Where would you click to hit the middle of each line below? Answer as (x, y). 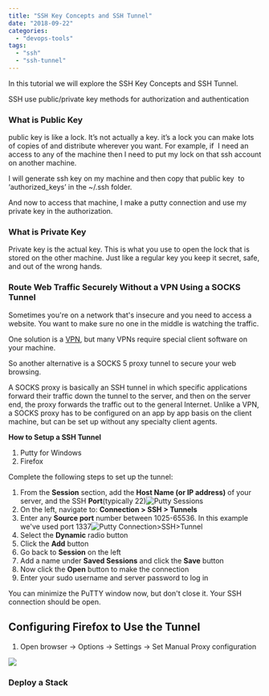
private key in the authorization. (61, 211)
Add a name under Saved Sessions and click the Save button (122, 560)
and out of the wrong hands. (55, 267)
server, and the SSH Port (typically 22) (83, 501)
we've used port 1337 (56, 526)
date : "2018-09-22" (41, 23)
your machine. (32, 347)
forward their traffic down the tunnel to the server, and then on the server (130, 395)
